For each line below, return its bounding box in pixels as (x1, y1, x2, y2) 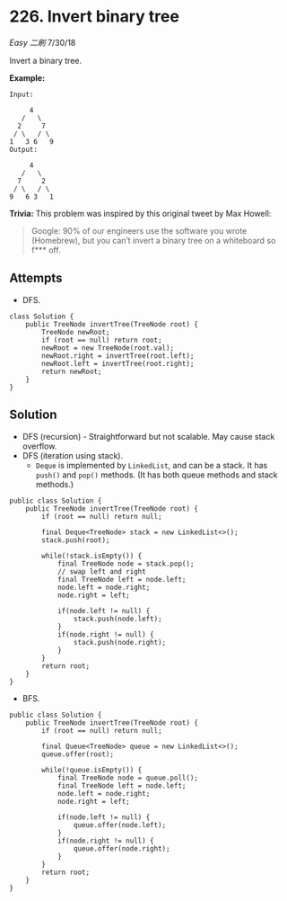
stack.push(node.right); (73, 638, 167, 647)
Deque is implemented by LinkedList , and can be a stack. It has (35, 459, 268, 470)
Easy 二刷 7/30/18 (9, 37, 76, 48)
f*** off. (30, 245, 61, 255)
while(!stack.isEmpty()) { (41, 551, 143, 560)
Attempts (9, 271, 63, 286)
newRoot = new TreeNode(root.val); (41, 343, 175, 352)
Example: (9, 72, 46, 83)
